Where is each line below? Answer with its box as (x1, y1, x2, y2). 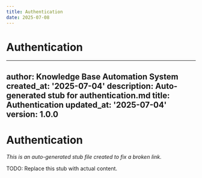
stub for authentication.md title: (47, 90, 170, 100)
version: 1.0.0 (6, 109, 59, 119)
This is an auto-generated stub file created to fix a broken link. (6, 153, 162, 160)
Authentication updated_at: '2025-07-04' (6, 100, 167, 110)
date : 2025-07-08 (6, 14, 50, 20)
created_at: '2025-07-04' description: (6, 81, 154, 91)
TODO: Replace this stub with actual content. (6, 165, 118, 172)
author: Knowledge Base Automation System (6, 72, 179, 82)
